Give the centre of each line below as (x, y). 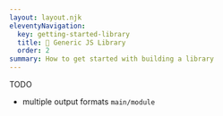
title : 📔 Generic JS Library (72, 42)
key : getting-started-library (73, 34)
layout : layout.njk (46, 17)
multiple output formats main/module (88, 102)
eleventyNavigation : (48, 26)
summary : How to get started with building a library (112, 59)
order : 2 (34, 51)
